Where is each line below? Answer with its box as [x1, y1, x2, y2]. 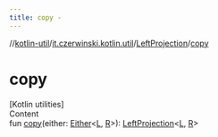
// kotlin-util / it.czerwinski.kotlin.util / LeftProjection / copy [9, 38, 209, 48]
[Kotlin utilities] [9, 98, 64, 109]
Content [9, 108, 39, 119]
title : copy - [9, 13, 63, 22]
